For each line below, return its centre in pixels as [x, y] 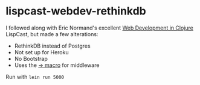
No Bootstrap [31, 58]
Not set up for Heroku [41, 52]
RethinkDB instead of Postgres [53, 46]
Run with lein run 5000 [35, 77]
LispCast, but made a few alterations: [52, 34]
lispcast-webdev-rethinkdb [76, 11]
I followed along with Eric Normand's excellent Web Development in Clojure [100, 28]
